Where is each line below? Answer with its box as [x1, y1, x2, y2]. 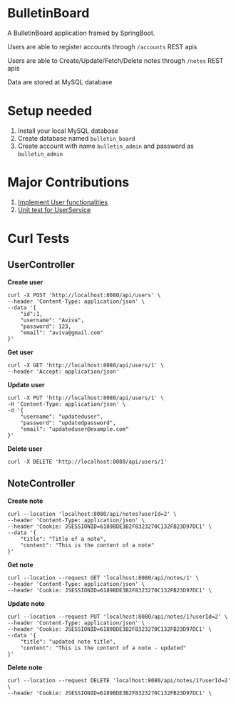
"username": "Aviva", [20, 316, 84, 324]
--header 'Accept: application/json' [7, 368, 120, 375]
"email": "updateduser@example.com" [20, 425, 130, 433]
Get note [7, 560, 34, 569]
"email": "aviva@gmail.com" [20, 329, 103, 336]
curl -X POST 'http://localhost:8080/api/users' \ [7, 291, 161, 299]
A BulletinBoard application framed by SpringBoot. [7, 29, 155, 37]
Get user [7, 348, 34, 357]
